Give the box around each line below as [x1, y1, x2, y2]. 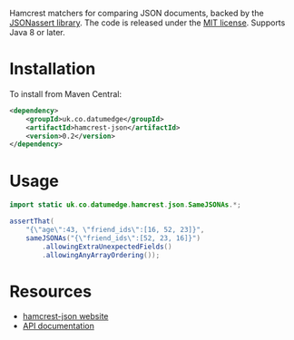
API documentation [22, 321, 95, 332]
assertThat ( [9, 217, 54, 226]
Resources [9, 281, 93, 302]
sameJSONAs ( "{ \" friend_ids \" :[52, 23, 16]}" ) [25, 233, 201, 243]
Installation [9, 59, 96, 80]
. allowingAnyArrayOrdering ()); [42, 250, 161, 259]
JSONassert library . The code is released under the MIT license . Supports [9, 17, 286, 28]
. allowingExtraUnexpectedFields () [42, 242, 172, 251]
